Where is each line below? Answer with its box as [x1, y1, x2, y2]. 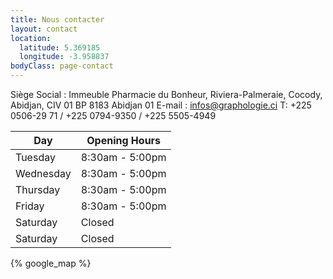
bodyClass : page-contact [10, 61, 114, 71]
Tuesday [15, 151, 56, 164]
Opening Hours [86, 134, 162, 147]
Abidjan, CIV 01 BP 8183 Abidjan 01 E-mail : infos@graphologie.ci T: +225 [10, 99, 312, 111]
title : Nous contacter [10, 14, 105, 25]
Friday [15, 199, 45, 213]
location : [10, 33, 52, 43]
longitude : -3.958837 [19, 52, 110, 62]
